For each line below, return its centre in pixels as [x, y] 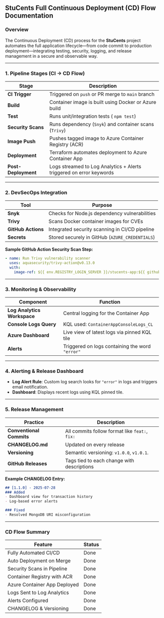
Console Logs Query [32, 324]
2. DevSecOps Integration [36, 192]
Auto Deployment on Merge [39, 561]
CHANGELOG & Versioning [38, 609]
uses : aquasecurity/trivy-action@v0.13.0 [52, 263]
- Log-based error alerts [31, 501]
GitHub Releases [27, 464]
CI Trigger [20, 94]
